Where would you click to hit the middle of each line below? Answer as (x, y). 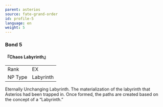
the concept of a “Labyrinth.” (34, 100)
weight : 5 (15, 28)
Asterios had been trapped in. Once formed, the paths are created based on (82, 94)
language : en (18, 23)
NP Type (18, 77)
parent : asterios (23, 9)
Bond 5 (14, 45)
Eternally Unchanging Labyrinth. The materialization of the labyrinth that (78, 89)
